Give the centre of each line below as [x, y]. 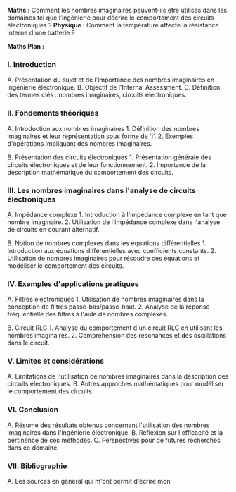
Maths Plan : [26, 46]
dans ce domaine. [33, 448]
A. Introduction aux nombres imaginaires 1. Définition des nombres [104, 128]
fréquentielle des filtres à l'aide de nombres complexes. [88, 314]
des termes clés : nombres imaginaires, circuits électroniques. [97, 95]
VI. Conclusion [33, 410]
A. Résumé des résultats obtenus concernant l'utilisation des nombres [109, 425]
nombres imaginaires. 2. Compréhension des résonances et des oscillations [117, 336]
